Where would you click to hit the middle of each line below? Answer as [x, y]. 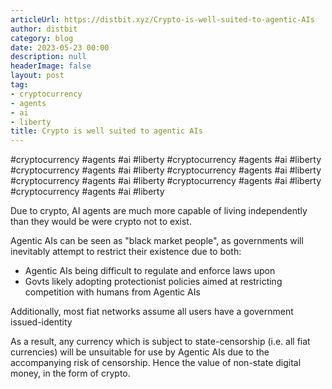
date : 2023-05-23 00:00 [60, 47]
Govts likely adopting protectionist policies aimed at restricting [153, 282]
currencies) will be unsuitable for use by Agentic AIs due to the [140, 352]
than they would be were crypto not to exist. [101, 222]
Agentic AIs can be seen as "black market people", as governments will [157, 241]
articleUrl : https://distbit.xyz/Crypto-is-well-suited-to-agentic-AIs [162, 19]
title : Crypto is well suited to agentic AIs [106, 131]
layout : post [37, 76]
